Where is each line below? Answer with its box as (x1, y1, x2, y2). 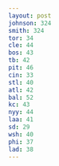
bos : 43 (8, 49, 34, 57)
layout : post (8, 11, 52, 20)
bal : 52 (8, 93, 34, 101)
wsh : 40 (8, 130, 34, 138)
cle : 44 (8, 41, 34, 49)
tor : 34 (8, 34, 34, 42)
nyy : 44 (8, 109, 34, 117)
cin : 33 (8, 71, 34, 79)
